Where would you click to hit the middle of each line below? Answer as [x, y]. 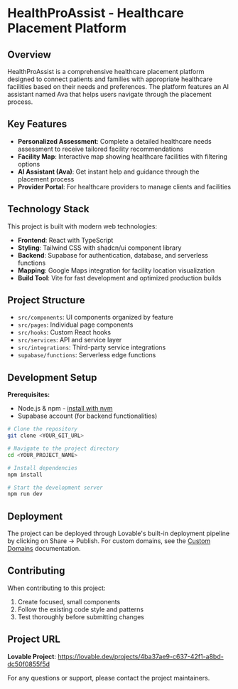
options [29, 164]
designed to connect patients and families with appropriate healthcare [110, 79]
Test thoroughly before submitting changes [81, 616]
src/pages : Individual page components [75, 325]
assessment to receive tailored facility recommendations [100, 149]
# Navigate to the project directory [63, 448]
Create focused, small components [69, 601]
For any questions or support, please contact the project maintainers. [109, 678]
